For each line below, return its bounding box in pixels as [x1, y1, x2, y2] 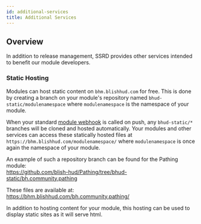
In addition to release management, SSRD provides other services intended [6, 52, 193, 60]
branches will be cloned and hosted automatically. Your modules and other [6, 124, 191, 132]
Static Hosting [6, 74, 49, 82]
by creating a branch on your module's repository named [6, 94, 147, 101]
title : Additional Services [6, 14, 77, 20]
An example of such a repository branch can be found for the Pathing [6, 156, 179, 163]
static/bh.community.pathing [6, 175, 78, 182]
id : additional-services [6, 8, 69, 15]
